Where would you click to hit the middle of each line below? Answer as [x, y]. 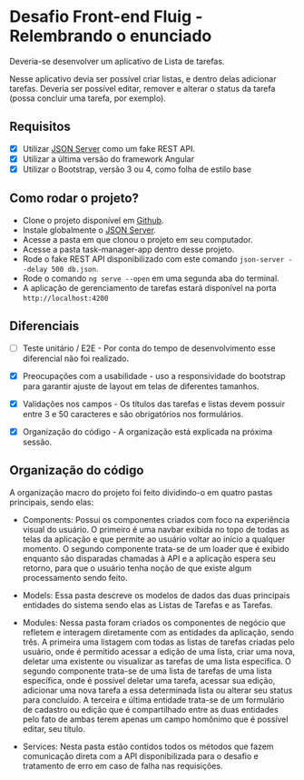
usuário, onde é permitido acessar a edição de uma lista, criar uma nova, [159, 651]
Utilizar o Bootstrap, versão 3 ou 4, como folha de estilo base [137, 169]
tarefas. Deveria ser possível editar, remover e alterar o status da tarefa [142, 88]
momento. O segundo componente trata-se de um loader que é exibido [156, 548]
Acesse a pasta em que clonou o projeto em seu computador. [137, 239]
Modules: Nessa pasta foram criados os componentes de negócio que [154, 622]
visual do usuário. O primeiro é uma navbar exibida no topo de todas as [156, 529]
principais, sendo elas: [51, 502]
